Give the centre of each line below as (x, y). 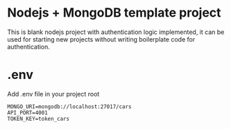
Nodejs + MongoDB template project (114, 13)
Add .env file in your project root (53, 94)
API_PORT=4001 (28, 112)
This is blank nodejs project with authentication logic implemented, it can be (116, 32)
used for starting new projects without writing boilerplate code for (101, 39)
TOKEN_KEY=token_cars (38, 119)
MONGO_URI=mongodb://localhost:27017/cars (69, 106)
